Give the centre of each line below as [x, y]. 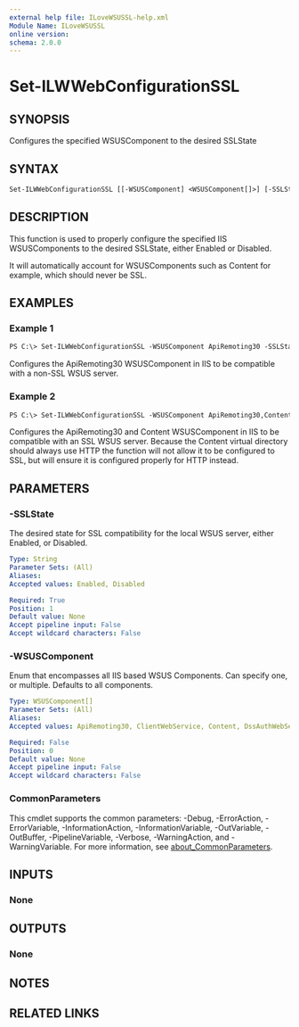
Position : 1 [31, 609]
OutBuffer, [28, 837]
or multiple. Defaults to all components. [81, 685]
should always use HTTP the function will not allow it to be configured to [142, 451]
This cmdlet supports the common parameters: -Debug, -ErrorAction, [137, 818]
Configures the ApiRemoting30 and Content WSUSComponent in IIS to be [145, 432]
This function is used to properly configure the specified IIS [118, 238]
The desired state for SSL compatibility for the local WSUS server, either [141, 534]
